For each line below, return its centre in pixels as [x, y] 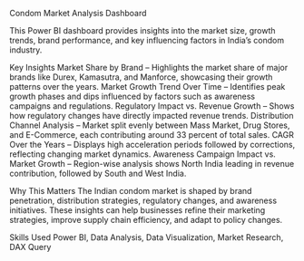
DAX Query [30, 247]
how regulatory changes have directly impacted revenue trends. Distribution [152, 116]
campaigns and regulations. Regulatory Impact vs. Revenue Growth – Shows [152, 106]
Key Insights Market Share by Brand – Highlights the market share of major [149, 68]
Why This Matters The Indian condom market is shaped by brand [131, 191]
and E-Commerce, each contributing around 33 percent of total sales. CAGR [152, 135]
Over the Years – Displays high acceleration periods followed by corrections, [152, 145]
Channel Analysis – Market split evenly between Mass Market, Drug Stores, [150, 125]
